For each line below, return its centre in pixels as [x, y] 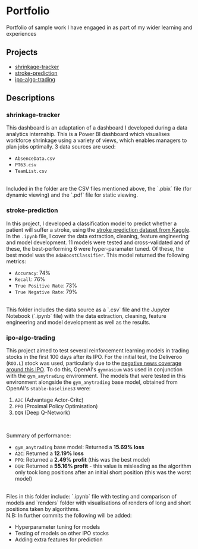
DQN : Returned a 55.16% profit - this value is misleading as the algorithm [103, 466]
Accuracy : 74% [32, 273]
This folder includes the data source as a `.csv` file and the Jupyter [88, 310]
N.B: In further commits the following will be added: [69, 516]
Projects [22, 53]
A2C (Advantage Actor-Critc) [49, 400]
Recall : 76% [30, 279]
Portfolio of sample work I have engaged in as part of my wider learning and [99, 27]
